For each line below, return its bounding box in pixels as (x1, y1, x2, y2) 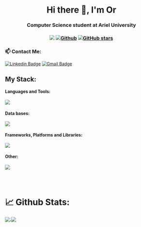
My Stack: (5, 75, 36, 83)
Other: (5, 153, 18, 159)
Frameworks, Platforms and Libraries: (5, 132, 83, 138)
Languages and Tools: (5, 88, 51, 94)
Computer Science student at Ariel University (26, 22, 137, 29)
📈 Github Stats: (5, 196, 70, 208)
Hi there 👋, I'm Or (47, 4, 116, 16)
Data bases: (5, 110, 30, 116)
